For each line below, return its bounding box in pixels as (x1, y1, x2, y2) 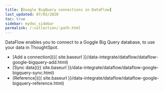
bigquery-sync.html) (12, 70, 55, 76)
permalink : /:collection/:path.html (5, 26, 81, 31)
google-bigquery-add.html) (12, 59, 68, 65)
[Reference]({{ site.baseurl (12, 75, 67, 81)
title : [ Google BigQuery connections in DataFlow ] (5, 7, 112, 12)
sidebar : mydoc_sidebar (5, 21, 55, 26)
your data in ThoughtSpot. (5, 45, 58, 50)
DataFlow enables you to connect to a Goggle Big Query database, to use (5, 39, 155, 45)
